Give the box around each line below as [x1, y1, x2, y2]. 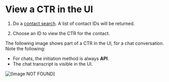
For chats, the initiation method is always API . [12, 55, 109, 62]
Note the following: [5, 45, 46, 51]
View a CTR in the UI [5, 4, 93, 15]
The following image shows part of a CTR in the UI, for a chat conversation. [5, 40, 164, 46]
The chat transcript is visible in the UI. [12, 61, 93, 67]
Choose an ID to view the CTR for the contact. [12, 30, 110, 36]
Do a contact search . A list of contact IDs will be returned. [12, 20, 135, 26]
